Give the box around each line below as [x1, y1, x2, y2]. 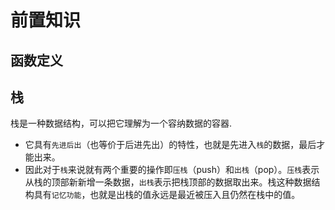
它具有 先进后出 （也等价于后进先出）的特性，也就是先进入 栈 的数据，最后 [24, 139, 317, 151]
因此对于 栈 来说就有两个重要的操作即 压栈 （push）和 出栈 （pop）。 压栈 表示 [24, 164, 320, 176]
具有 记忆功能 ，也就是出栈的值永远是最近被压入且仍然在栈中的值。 [33, 189, 301, 201]
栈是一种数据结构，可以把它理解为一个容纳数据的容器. [10, 117, 233, 130]
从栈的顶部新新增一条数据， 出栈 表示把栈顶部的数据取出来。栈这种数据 [24, 176, 312, 188]
